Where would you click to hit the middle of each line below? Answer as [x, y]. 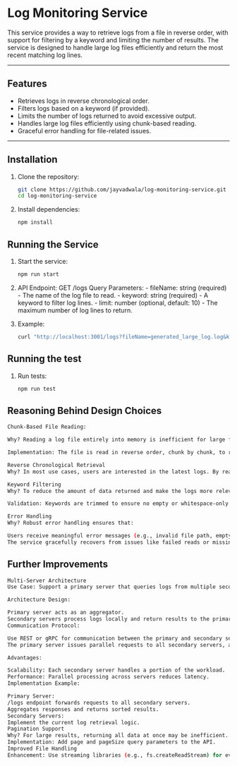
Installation [32, 160]
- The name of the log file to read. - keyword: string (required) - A [113, 295]
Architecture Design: [39, 600]
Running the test [44, 359]
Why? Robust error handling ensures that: [71, 523]
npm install [35, 223]
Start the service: [43, 261]
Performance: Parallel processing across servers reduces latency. [109, 677]
